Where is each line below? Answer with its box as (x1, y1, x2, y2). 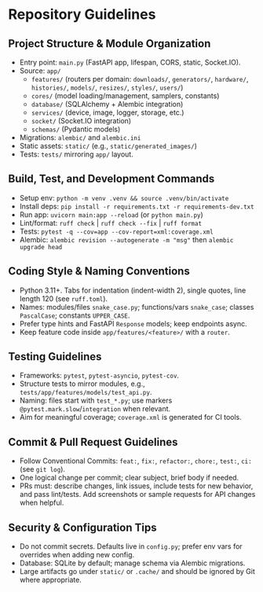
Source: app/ (19, 66, 61, 75)
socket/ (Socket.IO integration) (31, 116, 132, 125)
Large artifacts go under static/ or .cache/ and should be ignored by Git (19, 567, 255, 576)
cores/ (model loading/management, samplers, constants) (31, 91, 220, 100)
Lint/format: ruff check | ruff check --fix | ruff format (19, 218, 203, 227)
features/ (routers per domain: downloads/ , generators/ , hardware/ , (31, 75, 249, 83)
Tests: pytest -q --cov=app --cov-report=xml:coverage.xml (19, 226, 214, 236)
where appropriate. (19, 575, 82, 585)
